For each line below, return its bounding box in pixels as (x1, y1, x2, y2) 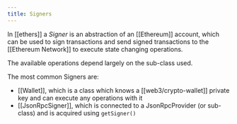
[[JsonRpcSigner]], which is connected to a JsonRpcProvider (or (17, 101, 207, 110)
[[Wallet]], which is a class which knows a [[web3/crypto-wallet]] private (17, 86, 230, 94)
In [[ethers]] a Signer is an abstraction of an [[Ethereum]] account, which (7, 30, 220, 38)
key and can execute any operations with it (17, 94, 143, 102)
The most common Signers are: (7, 72, 99, 81)
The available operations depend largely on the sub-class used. (7, 58, 193, 67)
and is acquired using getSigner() (36, 108, 137, 117)
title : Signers (7, 10, 52, 18)
